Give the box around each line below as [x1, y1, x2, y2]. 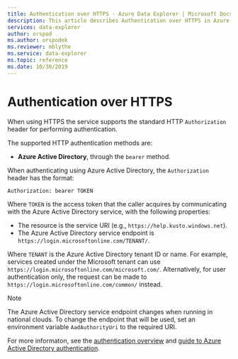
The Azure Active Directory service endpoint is [17, 228, 154, 238]
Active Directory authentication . [7, 344, 101, 353]
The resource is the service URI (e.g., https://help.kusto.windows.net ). [17, 221, 228, 230]
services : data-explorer [7, 23, 81, 31]
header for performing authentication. [7, 125, 118, 133]
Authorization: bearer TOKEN [7, 187, 93, 194]
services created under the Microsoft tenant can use [7, 258, 161, 266]
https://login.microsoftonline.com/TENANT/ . [17, 236, 150, 245]
